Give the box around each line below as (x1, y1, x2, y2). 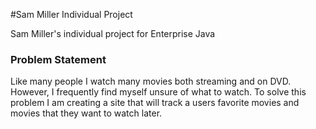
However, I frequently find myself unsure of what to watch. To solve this (10, 86, 307, 98)
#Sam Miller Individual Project (10, 9, 133, 20)
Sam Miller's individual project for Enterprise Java (10, 28, 216, 39)
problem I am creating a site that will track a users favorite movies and (10, 97, 300, 109)
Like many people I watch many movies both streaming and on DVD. (10, 75, 292, 88)
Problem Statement (10, 52, 107, 66)
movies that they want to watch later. (10, 107, 163, 119)
